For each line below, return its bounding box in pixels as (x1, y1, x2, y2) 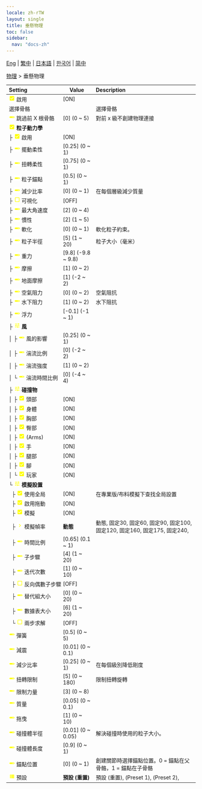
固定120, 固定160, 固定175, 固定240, (96, 526, 189, 533)
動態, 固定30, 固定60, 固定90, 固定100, (96, 519, 192, 526)
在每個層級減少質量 (96, 187, 144, 195)
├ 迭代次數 (11, 568, 46, 576)
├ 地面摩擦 (8, 277, 43, 284)
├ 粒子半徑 (8, 238, 43, 245)
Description (96, 86, 126, 93)
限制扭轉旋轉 (96, 676, 128, 684)
